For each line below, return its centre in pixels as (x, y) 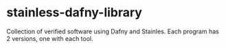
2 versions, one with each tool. (50, 38)
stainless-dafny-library (74, 13)
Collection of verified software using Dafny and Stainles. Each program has (113, 31)
